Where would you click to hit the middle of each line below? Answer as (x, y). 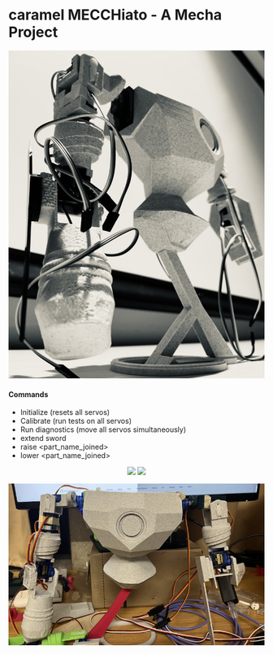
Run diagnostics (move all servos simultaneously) (103, 429)
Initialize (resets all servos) (65, 412)
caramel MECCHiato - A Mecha (115, 15)
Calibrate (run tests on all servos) (76, 421)
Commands (28, 394)
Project (33, 32)
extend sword (43, 438)
